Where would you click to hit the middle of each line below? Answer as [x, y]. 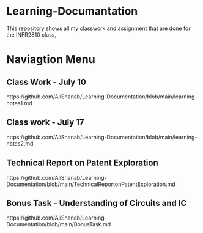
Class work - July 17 [45, 123]
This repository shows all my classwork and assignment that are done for [98, 28]
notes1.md [19, 103]
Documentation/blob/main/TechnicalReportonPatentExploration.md [91, 184]
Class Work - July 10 [46, 82]
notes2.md [20, 143]
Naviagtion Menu [51, 60]
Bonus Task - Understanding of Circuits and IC [97, 203]
